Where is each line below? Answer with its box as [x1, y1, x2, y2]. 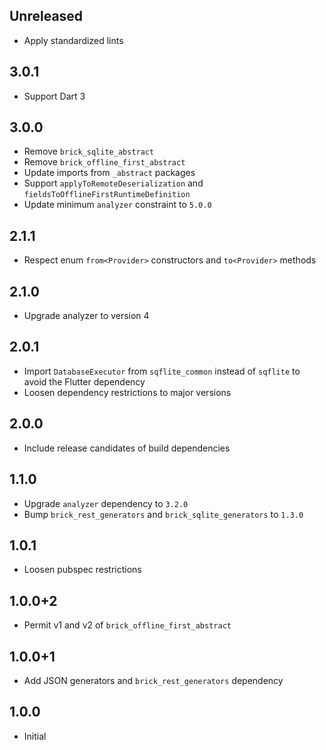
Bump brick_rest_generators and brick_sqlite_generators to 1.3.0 [23, 508, 304, 520]
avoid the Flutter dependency [23, 375, 146, 388]
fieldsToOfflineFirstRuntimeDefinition [23, 190, 191, 200]
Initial [23, 730, 47, 742]
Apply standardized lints [23, 34, 124, 46]
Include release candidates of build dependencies [23, 442, 231, 454]
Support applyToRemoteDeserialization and [23, 177, 204, 189]
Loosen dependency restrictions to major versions [23, 386, 232, 398]
